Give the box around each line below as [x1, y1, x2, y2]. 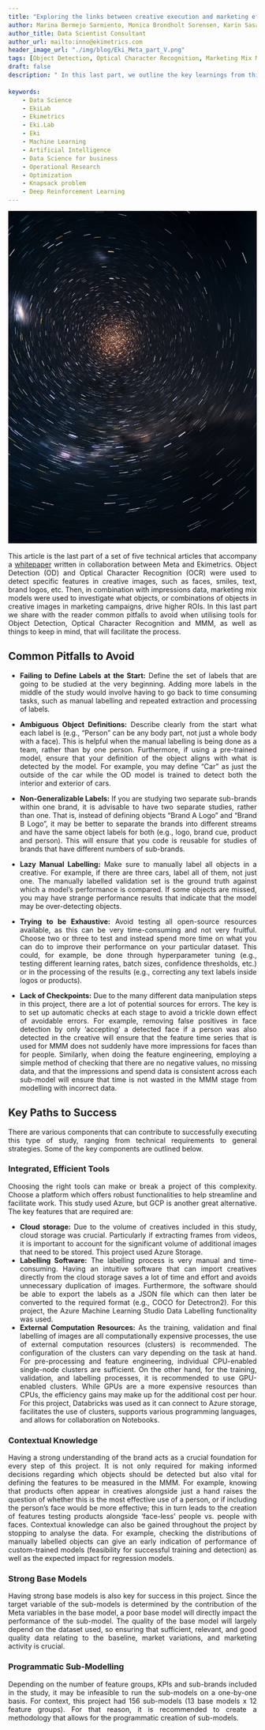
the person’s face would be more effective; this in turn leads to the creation [8, 1503, 257, 1513]
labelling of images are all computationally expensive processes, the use [19, 1331, 257, 1340]
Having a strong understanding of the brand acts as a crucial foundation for [8, 1453, 257, 1462]
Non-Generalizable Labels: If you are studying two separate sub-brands [19, 793, 257, 803]
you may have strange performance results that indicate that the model [19, 893, 257, 903]
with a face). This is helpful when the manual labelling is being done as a [19, 736, 257, 746]
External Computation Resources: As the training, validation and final [19, 1322, 257, 1332]
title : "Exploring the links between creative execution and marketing [8, 13, 248, 21]
